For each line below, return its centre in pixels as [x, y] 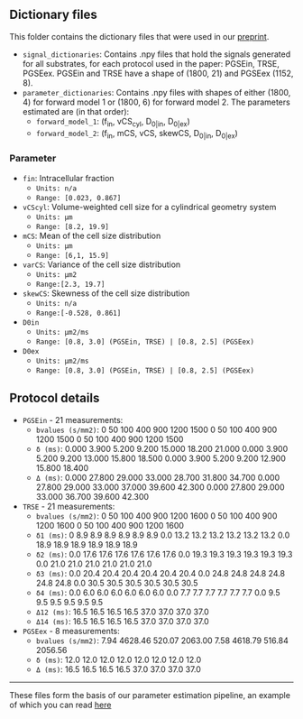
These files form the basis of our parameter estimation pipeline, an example [150, 695]
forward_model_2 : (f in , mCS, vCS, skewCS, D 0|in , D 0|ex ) [137, 134]
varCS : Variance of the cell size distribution [101, 264]
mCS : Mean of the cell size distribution [92, 235]
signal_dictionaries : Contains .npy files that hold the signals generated [156, 54]
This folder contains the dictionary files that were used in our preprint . [139, 36]
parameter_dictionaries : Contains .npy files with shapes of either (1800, [156, 92]
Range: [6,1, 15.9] [73, 255]
